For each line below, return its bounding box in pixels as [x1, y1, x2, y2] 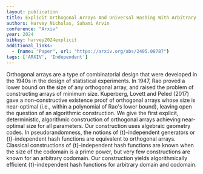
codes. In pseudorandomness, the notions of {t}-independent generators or [6, 129, 196, 136]
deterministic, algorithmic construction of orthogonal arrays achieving [6, 116, 181, 123]
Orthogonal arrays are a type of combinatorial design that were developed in [6, 70, 198, 78]
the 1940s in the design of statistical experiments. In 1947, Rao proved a [6, 77, 185, 84]
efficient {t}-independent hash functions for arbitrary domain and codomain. [6, 161, 197, 168]
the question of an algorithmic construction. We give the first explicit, [6, 109, 179, 116]
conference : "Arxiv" [6, 25, 59, 32]
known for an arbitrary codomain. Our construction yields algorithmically [6, 154, 188, 161]
